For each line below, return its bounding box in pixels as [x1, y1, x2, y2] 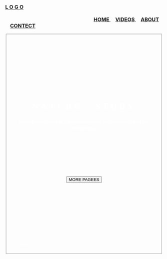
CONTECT [9, 22, 36, 29]
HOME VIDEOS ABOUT [93, 16, 159, 23]
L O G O [5, 3, 24, 10]
